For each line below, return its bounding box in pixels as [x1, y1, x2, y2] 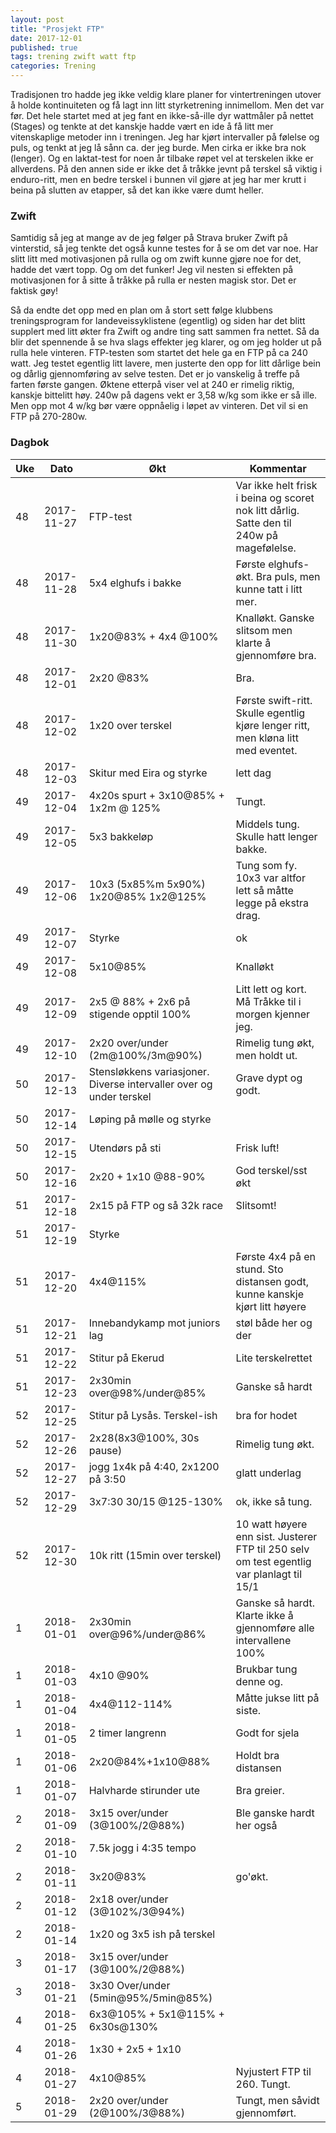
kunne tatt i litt [235, 582, 303, 596]
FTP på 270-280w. [10, 411, 88, 423]
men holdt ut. [235, 1048, 298, 1062]
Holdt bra [235, 1748, 280, 1762]
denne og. [235, 1674, 283, 1688]
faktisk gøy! [10, 285, 59, 297]
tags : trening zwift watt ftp [10, 52, 137, 62]
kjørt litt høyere [235, 1299, 307, 1313]
